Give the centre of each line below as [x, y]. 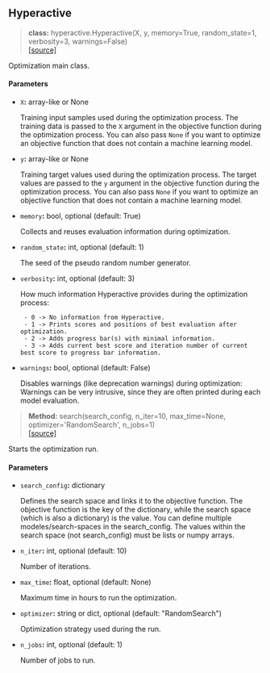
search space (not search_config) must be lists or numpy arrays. [127, 535]
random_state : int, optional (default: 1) [82, 247]
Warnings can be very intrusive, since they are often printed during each [140, 392]
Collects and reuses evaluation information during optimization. [125, 232]
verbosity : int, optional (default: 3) [77, 278]
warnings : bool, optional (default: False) [85, 368]
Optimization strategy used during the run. [90, 629]
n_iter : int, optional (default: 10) [73, 551]
